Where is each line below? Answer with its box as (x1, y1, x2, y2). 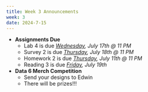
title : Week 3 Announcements (6, 8, 79, 15)
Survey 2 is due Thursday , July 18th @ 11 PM (23, 49, 134, 56)
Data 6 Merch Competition (14, 68, 82, 75)
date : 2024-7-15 (6, 20, 47, 26)
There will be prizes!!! (23, 80, 77, 87)
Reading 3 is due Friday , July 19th (23, 61, 107, 68)
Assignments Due (14, 36, 61, 43)
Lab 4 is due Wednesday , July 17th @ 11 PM (23, 42, 131, 49)
